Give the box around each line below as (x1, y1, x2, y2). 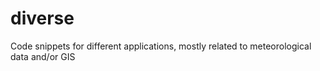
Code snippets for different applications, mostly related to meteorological (10, 40, 312, 52)
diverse (10, 7, 75, 30)
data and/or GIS (10, 50, 76, 62)
